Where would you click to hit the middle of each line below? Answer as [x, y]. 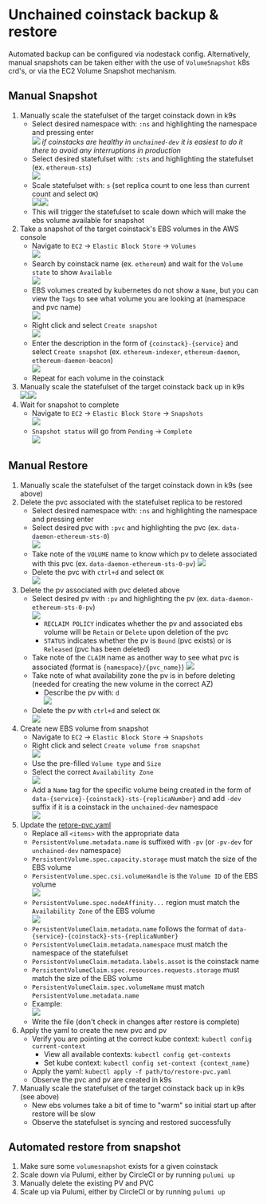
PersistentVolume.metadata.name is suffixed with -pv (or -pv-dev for [142, 842]
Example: [47, 1003]
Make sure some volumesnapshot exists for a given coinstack [119, 1166]
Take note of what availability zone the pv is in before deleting [133, 675]
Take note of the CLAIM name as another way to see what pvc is [135, 657]
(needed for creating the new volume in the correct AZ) [122, 684]
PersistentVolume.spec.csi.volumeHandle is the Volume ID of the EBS [145, 875]
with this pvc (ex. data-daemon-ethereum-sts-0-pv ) [114, 563]
